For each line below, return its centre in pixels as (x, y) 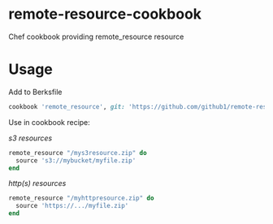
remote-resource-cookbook (105, 14)
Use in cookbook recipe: (50, 122)
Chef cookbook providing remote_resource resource (96, 37)
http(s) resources (37, 183)
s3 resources (30, 138)
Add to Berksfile (35, 92)
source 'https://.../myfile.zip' (72, 206)
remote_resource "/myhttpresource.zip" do (81, 198)
